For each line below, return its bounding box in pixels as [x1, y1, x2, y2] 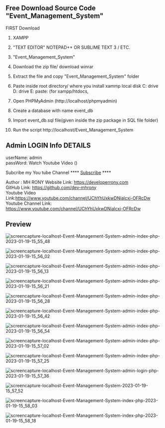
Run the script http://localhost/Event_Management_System [12, 127, 134, 133]
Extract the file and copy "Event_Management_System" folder [12, 73, 140, 79]
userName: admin [5, 154, 42, 160]
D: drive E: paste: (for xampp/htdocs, [12, 88, 89, 94]
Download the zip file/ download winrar [12, 63, 94, 69]
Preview [5, 220, 32, 229]
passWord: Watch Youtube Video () [5, 159, 78, 166]
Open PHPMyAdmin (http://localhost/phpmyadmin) [12, 98, 117, 104]
